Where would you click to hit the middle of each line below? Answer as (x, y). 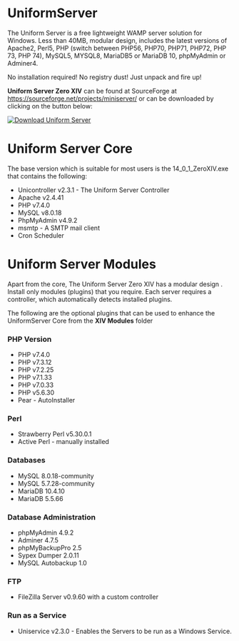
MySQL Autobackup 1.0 (52, 563)
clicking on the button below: (50, 106)
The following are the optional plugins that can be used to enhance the (111, 313)
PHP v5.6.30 (36, 393)
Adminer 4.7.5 (38, 540)
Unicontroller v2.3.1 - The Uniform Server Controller (93, 190)
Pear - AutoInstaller (46, 400)
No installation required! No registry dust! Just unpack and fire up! (105, 77)
